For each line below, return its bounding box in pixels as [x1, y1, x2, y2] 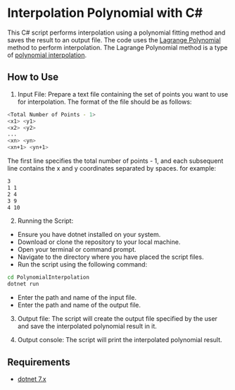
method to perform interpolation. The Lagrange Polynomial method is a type [7, 43, 228, 51]
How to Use [7, 71, 59, 83]
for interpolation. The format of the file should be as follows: [17, 97, 192, 106]
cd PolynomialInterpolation [7, 274, 90, 281]
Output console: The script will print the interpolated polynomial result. [17, 336, 223, 344]
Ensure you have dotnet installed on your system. [17, 231, 161, 239]
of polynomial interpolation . [7, 51, 87, 59]
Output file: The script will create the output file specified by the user [17, 315, 218, 323]
